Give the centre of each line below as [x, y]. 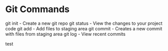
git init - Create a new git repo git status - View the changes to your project [84, 23]
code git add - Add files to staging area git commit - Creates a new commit [84, 28]
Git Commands [37, 9]
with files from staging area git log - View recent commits [65, 34]
